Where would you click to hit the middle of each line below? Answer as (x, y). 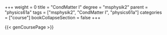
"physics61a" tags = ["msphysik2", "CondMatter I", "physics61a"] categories (83, 12)
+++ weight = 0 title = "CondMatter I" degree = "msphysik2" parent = (76, 7)
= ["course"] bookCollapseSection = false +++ (53, 17)
